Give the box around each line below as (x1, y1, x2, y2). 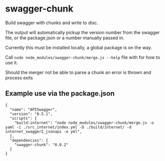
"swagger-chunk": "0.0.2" (14, 142, 69, 147)
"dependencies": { (10, 138, 49, 143)
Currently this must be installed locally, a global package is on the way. (5, 44, 152, 50)
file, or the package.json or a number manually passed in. (5, 35, 124, 41)
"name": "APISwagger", (10, 107, 57, 112)
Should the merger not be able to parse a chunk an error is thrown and (5, 69, 151, 75)
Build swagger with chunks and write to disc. (5, 20, 99, 26)
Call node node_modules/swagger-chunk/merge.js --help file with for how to (5, 54, 160, 60)
